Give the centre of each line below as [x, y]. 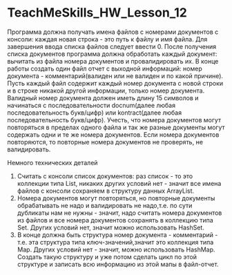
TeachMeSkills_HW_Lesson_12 [97, 13]
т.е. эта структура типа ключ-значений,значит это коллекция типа [115, 242]
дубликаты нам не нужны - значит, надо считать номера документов [119, 213]
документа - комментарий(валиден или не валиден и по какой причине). [115, 76]
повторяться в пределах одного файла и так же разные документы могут [116, 127]
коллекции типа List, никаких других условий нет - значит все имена [119, 183]
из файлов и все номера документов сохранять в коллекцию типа [115, 220]
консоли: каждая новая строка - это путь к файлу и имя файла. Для [107, 39]
